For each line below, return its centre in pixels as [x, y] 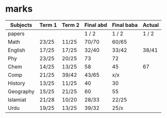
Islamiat [17, 100]
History [16, 83]
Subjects [21, 25]
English [16, 50]
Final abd [96, 25]
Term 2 [71, 25]
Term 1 [48, 25]
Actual [151, 25]
